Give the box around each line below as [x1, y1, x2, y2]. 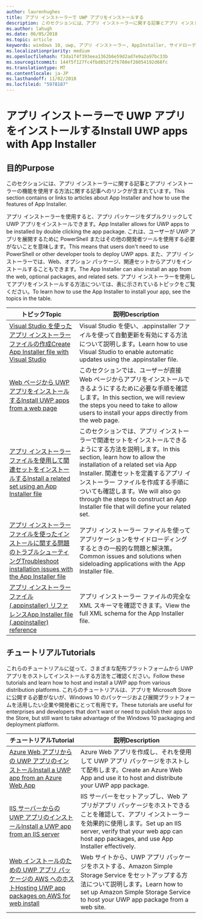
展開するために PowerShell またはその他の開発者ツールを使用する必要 [22, 236, 195, 242]
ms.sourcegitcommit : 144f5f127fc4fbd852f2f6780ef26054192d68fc [6, 59, 168, 65]
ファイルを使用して [9, 456, 64, 465]
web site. [80, 903, 106, 911]
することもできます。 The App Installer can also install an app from [26, 266, 191, 272]
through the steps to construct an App [79, 495, 187, 503]
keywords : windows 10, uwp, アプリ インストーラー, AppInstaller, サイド [6, 43, 183, 49]
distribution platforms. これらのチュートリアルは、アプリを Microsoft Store [6, 686, 191, 693]
